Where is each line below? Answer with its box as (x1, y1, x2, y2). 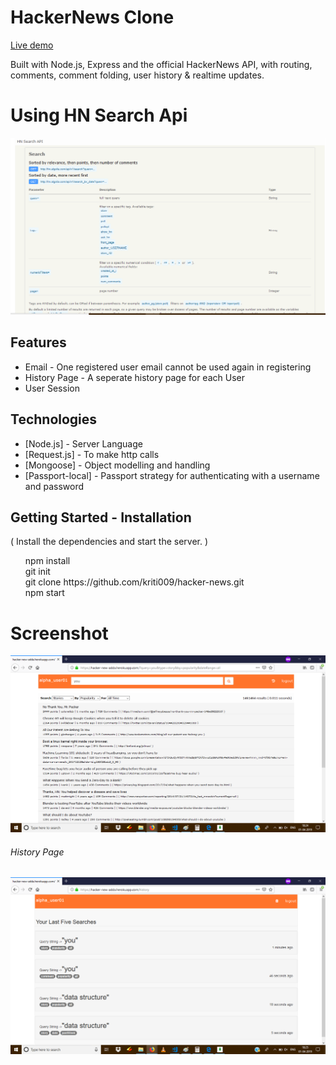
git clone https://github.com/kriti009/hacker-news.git (24, 576, 245, 588)
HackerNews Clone (10, 6, 175, 29)
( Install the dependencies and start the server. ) (10, 536, 209, 548)
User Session (24, 382, 80, 394)
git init (24, 566, 51, 578)
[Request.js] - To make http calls (24, 448, 160, 460)
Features (10, 334, 67, 351)
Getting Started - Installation (10, 509, 192, 526)
